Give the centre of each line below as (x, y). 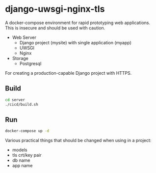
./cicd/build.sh (22, 104)
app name (22, 166)
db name (21, 160)
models (20, 150)
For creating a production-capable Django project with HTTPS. (68, 73)
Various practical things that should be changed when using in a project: (78, 141)
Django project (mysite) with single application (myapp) (75, 42)
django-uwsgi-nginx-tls (55, 9)
